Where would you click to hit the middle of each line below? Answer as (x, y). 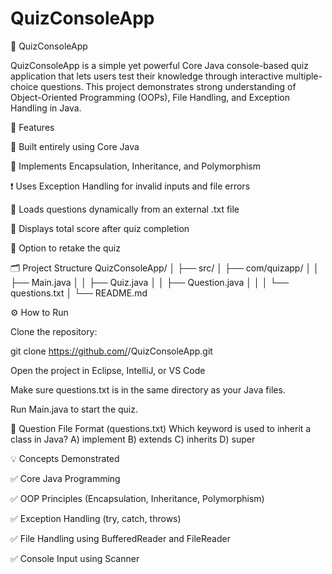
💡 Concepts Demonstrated (65, 458)
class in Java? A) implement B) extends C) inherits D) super (133, 439)
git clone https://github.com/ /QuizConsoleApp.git (111, 351)
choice (24, 86)
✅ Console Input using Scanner (75, 558)
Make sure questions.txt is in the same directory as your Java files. (148, 389)
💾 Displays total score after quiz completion (100, 228)
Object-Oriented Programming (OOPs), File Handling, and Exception (150, 97)
